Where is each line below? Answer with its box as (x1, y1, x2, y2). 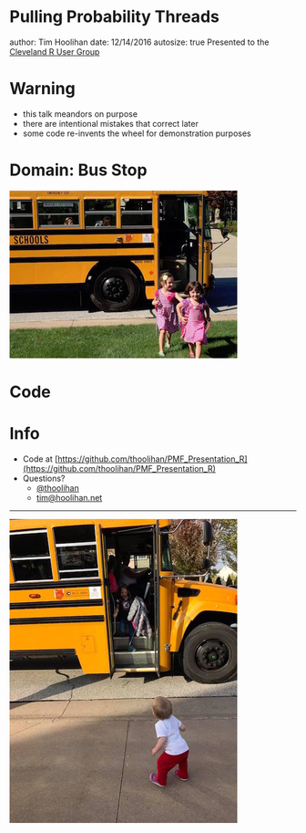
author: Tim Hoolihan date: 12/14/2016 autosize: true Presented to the (9, 36, 270, 47)
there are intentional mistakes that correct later (22, 118, 199, 129)
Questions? (22, 473, 66, 484)
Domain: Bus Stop (9, 160, 148, 181)
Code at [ (22, 453, 58, 464)
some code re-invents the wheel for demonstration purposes (22, 128, 252, 139)
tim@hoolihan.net (36, 492, 103, 503)
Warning (9, 78, 76, 99)
